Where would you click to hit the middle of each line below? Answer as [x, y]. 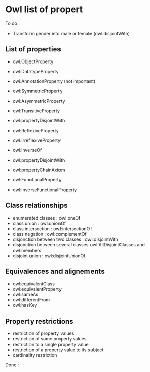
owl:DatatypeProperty [36, 71]
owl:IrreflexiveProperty [37, 140]
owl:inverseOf [27, 150]
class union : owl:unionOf [39, 223]
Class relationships [36, 206]
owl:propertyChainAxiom [39, 170]
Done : [12, 365]
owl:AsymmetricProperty [39, 101]
